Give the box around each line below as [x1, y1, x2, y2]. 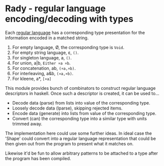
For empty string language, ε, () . [12, 50, 79, 55]
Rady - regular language [5, 3, 106, 14]
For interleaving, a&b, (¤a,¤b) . [12, 70, 74, 76]
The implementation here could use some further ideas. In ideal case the [5, 130, 152, 136]
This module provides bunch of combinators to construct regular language [5, 85, 156, 91]
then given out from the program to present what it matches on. [5, 140, 134, 146]
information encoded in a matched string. [5, 35, 89, 41]
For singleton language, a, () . [12, 55, 72, 60]
